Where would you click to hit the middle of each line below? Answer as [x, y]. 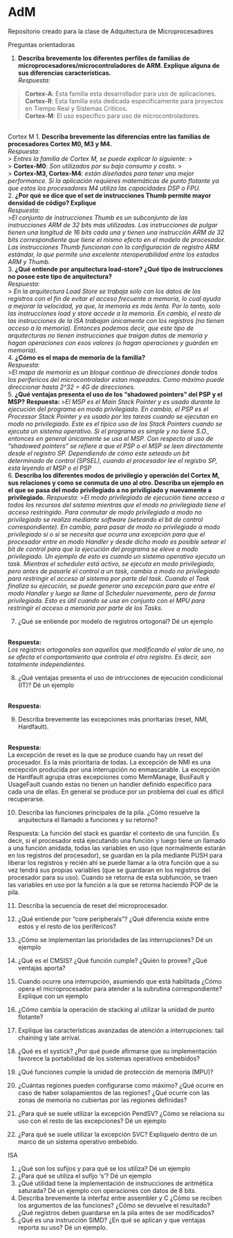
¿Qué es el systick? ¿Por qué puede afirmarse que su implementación [117, 1051]
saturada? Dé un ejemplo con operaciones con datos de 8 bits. [107, 1190]
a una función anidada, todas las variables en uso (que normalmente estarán [117, 848]
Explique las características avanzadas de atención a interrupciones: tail [121, 1030]
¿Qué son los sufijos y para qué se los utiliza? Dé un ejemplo [104, 1168]
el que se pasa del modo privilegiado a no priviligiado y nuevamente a [110, 490]
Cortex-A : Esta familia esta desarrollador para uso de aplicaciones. [121, 94]
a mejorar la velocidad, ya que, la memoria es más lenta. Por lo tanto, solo [114, 306]
